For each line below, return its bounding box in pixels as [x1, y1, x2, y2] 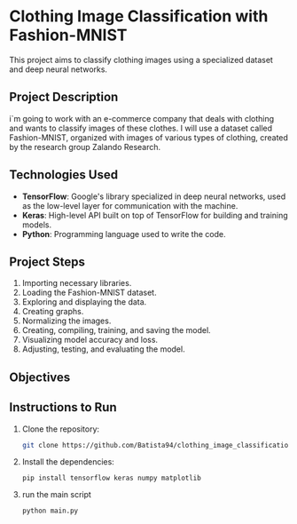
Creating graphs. [21, 306, 84, 317]
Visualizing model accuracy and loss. [21, 335, 158, 345]
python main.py [21, 506, 79, 516]
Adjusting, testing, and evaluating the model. [21, 344, 185, 354]
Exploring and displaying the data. [21, 297, 147, 307]
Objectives [9, 369, 71, 385]
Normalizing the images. [21, 315, 112, 326]
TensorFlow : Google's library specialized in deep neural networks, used [21, 191, 286, 202]
